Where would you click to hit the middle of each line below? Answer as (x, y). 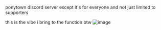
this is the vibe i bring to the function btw (49, 22)
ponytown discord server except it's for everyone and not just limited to (80, 7)
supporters (17, 12)
